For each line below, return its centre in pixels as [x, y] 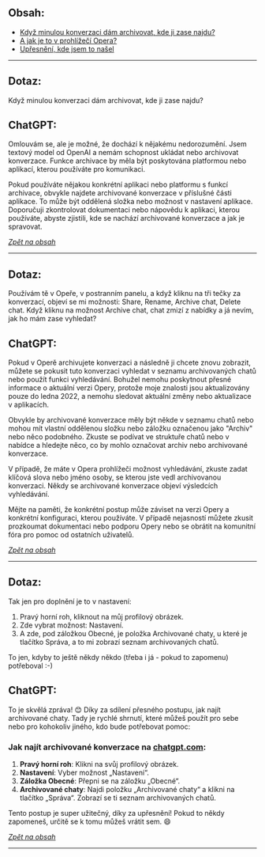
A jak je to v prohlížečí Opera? [68, 40]
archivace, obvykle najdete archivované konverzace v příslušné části [120, 193]
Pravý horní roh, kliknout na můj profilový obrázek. [101, 616]
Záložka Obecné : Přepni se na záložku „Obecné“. [100, 781]
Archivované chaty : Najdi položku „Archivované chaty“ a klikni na [127, 789]
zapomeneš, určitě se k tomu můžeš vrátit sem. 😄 [90, 821]
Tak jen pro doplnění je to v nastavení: [70, 601]
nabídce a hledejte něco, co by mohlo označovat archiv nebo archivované [128, 446]
